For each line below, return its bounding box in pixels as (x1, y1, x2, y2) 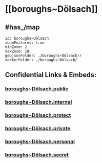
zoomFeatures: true (5, 40, 45, 45)
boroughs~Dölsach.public (5, 85, 69, 92)
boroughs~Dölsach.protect (5, 112, 71, 119)
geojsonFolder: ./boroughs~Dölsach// (5, 53, 82, 58)
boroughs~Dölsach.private (5, 125, 71, 132)
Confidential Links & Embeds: (5, 71, 97, 79)
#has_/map (5, 23, 40, 31)
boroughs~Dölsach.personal (5, 138, 75, 145)
